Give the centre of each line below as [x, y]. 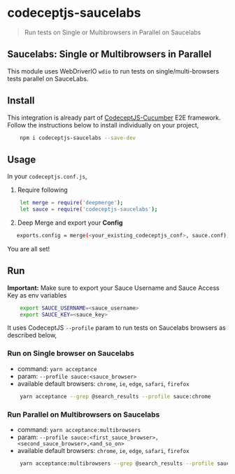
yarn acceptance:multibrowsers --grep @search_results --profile [117, 463]
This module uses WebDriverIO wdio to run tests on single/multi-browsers [113, 71]
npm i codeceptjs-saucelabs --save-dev [78, 138]
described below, [32, 335]
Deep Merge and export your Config [70, 223]
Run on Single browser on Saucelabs [71, 354]
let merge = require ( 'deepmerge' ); [72, 203]
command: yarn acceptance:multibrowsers [79, 429]
